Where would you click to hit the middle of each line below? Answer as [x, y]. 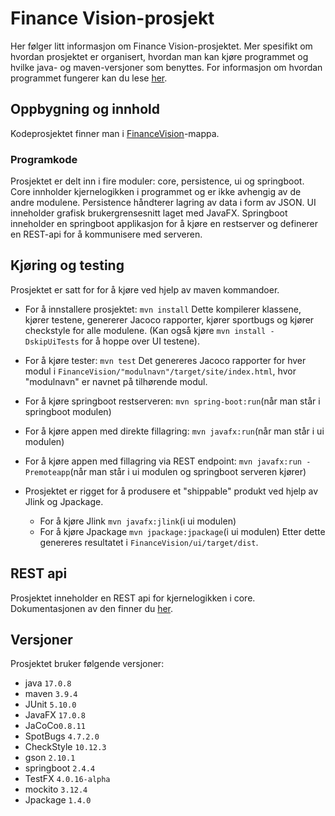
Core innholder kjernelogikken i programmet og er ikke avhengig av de [156, 192]
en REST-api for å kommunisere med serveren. [106, 234]
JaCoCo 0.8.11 [55, 726]
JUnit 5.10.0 [50, 704]
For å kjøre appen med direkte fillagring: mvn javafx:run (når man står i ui [174, 431]
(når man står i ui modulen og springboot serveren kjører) [188, 471]
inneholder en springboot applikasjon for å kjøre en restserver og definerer [164, 224]
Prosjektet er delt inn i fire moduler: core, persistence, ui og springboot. [157, 181]
